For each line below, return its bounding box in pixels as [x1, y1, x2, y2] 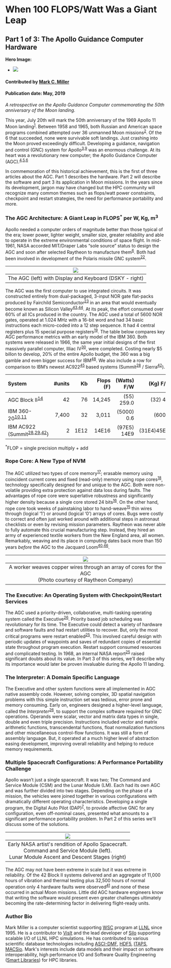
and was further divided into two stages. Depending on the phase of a [5, 787, 152, 794]
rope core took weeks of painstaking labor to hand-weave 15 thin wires [5, 504, 152, 511]
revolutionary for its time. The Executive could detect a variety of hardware [5, 621, 162, 627]
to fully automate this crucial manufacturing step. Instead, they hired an [5, 527, 155, 533]
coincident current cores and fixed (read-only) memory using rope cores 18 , [5, 476, 163, 482]
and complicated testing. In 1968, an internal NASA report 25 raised [5, 649, 145, 657]
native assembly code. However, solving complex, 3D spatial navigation [5, 691, 156, 697]
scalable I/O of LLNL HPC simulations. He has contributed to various [5, 935, 149, 941]
